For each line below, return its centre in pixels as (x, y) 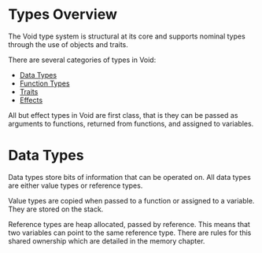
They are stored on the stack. (56, 209)
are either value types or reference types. (76, 185)
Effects (31, 100)
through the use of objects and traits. (68, 44)
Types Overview (63, 15)
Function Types (44, 83)
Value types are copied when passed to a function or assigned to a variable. (131, 200)
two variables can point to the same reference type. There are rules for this (130, 233)
